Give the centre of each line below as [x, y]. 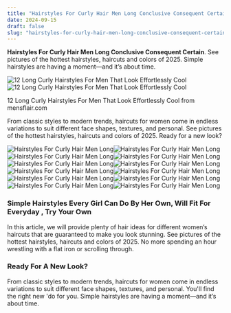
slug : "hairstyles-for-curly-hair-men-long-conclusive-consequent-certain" [118, 33]
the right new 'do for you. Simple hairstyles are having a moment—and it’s [112, 296]
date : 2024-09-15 [32, 20]
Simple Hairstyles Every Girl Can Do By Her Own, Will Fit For [109, 203]
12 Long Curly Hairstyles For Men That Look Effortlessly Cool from [101, 101]
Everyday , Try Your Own [49, 212]
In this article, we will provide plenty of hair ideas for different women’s [107, 227]
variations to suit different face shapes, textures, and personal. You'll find [111, 288]
